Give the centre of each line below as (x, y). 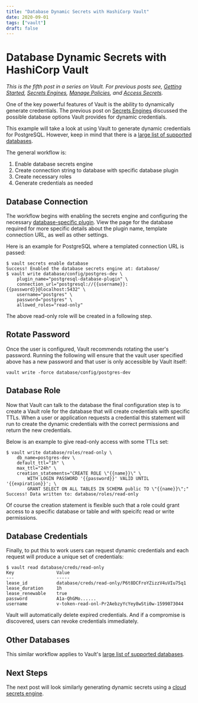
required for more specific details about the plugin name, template (87, 228)
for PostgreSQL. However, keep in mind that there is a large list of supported (99, 135)
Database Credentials (47, 537)
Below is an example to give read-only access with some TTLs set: (87, 441)
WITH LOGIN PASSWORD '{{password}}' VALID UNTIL (88, 478)
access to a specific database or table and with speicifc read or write (90, 511)
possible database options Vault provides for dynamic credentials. (87, 117)
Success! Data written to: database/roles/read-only (72, 494)
